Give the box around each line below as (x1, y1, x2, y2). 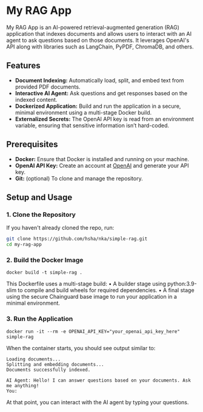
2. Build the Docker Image (6, 256, 84, 264)
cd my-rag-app (6, 242, 42, 248)
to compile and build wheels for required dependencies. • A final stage (18, 287, 195, 294)
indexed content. (15, 96, 58, 103)
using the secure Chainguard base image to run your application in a (6, 293, 178, 301)
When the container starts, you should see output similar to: (6, 344, 156, 351)
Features (6, 61, 41, 71)
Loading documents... (6, 356, 61, 362)
